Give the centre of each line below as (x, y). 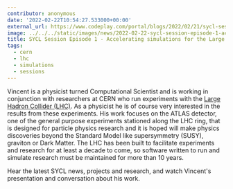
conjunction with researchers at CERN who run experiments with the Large (114, 98)
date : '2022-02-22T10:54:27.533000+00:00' (69, 20)
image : (17, 33)
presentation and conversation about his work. (74, 178)
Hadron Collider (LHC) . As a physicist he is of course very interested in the (114, 106)
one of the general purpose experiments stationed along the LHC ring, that (114, 120)
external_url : (28, 26)
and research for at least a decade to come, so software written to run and (113, 150)
